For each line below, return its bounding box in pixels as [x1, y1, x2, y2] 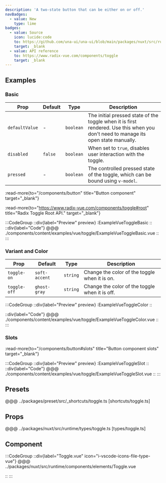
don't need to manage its [88, 130, 146, 137]
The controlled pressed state [88, 165, 155, 172]
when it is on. [83, 275, 115, 282]
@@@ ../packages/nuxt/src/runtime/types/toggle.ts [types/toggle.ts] [5, 426, 146, 432]
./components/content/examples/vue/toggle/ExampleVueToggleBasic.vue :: [5, 230, 159, 236]
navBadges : [5, 12, 28, 17]
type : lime [14, 21, 37, 26]
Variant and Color [5, 247, 48, 254]
